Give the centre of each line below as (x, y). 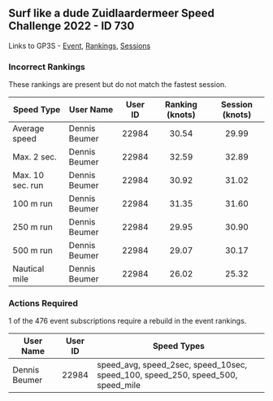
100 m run (32, 204)
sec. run (28, 185)
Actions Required (43, 303)
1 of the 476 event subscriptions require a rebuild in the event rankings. (128, 321)
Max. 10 (28, 176)
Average (28, 129)
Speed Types (179, 347)
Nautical (28, 269)
